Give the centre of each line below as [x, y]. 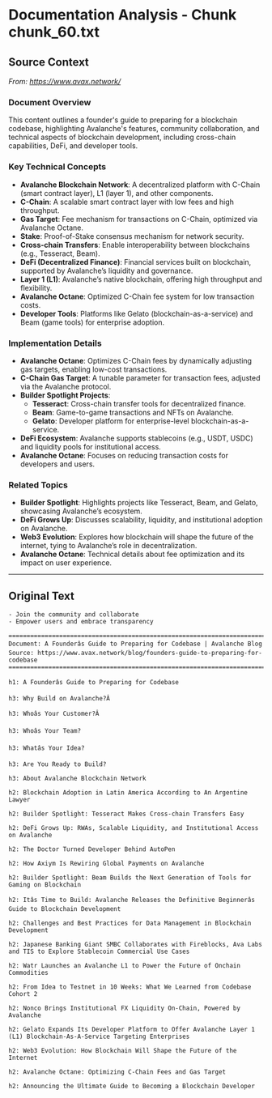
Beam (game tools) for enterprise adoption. [92, 322]
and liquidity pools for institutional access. [91, 446]
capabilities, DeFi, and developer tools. [73, 146]
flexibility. [36, 287]
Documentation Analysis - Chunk [123, 15]
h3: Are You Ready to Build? [57, 764]
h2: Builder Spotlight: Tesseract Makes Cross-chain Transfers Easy [126, 814]
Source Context [49, 62]
